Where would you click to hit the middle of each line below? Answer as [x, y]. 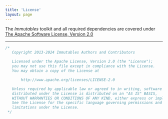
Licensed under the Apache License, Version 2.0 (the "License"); [82, 61]
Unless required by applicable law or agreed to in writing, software [87, 89]
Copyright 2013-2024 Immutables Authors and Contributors [73, 52]
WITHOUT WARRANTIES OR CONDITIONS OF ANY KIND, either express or [82, 98]
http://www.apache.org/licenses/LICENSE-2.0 [68, 80]
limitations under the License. [45, 107]
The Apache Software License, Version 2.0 [49, 34]
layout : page [19, 14]
